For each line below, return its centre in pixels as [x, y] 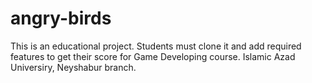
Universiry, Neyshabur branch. [73, 67]
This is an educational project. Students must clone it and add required [156, 46]
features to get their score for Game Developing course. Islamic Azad [153, 56]
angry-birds [61, 18]
